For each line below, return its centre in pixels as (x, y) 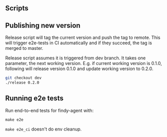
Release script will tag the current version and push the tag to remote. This (83, 38)
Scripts (17, 8)
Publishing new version (43, 25)
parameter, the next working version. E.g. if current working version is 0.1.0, (84, 63)
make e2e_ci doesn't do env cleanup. (43, 129)
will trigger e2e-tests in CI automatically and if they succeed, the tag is (79, 43)
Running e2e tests (35, 98)
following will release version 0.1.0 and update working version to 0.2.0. (79, 69)
